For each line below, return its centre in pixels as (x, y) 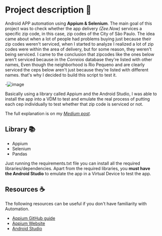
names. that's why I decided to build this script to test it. (61, 75)
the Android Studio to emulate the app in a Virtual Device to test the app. (78, 173)
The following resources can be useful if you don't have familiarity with (76, 203)
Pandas (20, 154)
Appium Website (28, 223)
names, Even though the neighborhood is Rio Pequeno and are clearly (75, 65)
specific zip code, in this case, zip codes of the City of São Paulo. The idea (80, 34)
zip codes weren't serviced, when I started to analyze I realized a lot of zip (79, 44)
